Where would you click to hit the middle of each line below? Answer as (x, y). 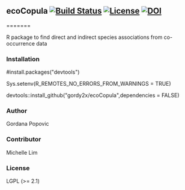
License (18, 168)
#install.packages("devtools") (43, 72)
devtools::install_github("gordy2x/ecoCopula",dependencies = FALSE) (93, 95)
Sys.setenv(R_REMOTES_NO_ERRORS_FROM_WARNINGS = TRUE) (89, 84)
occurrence (20, 43)
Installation (23, 59)
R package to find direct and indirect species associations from (84, 37)
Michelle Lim (22, 152)
